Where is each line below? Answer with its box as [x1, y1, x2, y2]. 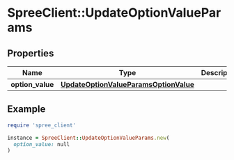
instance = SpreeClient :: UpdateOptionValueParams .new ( [7, 134, 170, 141]
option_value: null [13, 141, 70, 147]
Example [7, 103, 46, 115]
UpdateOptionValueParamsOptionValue [60, 80, 195, 89]
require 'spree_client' [7, 122, 77, 129]
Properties [7, 47, 54, 59]
